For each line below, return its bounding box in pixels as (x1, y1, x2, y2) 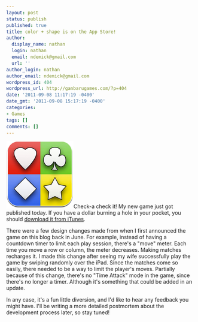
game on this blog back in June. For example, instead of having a (6, 234, 167, 241)
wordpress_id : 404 (6, 79, 52, 85)
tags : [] (6, 117, 28, 123)
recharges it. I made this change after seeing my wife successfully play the (6, 252, 191, 260)
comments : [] (6, 124, 39, 130)
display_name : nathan (11, 41, 66, 47)
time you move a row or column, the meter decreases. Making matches (6, 246, 181, 254)
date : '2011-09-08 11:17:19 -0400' (6, 92, 95, 98)
